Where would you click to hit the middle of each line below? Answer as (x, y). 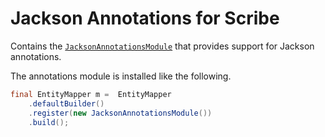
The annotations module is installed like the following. (121, 76)
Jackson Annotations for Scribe (145, 18)
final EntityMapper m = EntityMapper (91, 94)
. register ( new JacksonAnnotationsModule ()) (120, 113)
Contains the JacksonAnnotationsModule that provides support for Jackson (162, 46)
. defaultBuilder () (66, 103)
